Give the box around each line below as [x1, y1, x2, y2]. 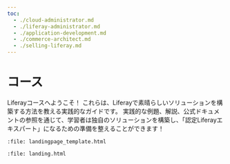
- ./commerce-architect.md [13, 36, 91, 43]
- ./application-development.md [13, 29, 107, 37]
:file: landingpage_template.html [7, 138, 107, 145]
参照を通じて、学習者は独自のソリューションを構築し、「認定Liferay [25, 116, 218, 124]
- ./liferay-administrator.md [13, 23, 100, 30]
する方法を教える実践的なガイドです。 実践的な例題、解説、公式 [12, 107, 196, 115]
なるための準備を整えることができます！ [49, 124, 164, 132]
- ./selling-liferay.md [13, 42, 82, 49]
